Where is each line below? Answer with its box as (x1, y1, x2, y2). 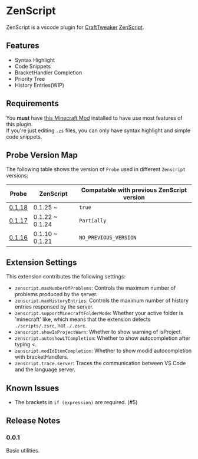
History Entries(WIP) (14, 81, 65, 88)
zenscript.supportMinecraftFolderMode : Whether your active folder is (14, 310, 184, 317)
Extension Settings (6, 257, 77, 267)
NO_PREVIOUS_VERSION (79, 234, 137, 241)
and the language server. (14, 366, 75, 373)
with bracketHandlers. (14, 353, 69, 360)
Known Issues (6, 383, 60, 393)
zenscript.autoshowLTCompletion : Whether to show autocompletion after (14, 335, 190, 342)
